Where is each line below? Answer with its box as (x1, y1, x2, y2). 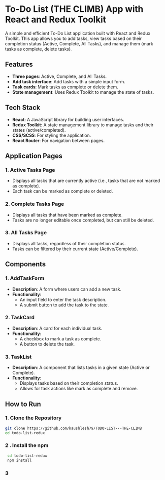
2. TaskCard (5, 314, 35, 321)
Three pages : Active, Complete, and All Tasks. (12, 73, 107, 79)
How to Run (5, 400, 41, 408)
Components (5, 260, 46, 268)
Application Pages (5, 151, 63, 160)
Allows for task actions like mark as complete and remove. (19, 386, 138, 392)
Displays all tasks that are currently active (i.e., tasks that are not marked (12, 178, 160, 184)
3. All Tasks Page (5, 229, 47, 236)
